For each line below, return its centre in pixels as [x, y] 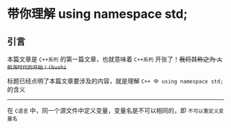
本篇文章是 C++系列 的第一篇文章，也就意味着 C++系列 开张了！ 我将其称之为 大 [115, 59]
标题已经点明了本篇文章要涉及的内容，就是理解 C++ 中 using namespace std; [115, 81]
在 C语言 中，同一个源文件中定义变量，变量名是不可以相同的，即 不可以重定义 [113, 111]
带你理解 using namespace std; [97, 14]
